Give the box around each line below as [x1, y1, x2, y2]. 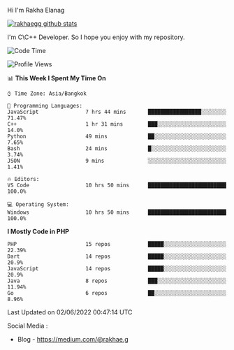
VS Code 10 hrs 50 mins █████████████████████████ [7, 182, 227, 189]
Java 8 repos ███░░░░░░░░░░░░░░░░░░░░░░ [7, 277, 227, 284]
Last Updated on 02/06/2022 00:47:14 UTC [7, 308, 133, 316]
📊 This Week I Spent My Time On [7, 74, 106, 82]
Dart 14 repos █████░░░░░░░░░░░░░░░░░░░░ [7, 253, 227, 260]
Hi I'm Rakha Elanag [7, 6, 65, 14]
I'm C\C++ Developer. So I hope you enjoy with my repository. [7, 33, 185, 41]
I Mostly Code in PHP [7, 227, 70, 235]
